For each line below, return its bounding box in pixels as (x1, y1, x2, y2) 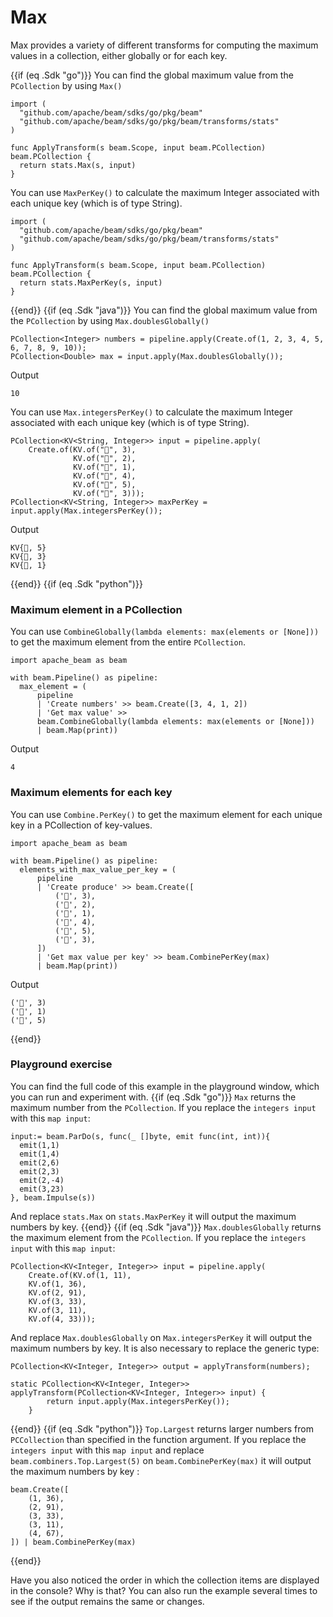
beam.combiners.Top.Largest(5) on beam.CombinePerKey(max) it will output (10, 1454, 312, 1466)
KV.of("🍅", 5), (73, 479, 137, 490)
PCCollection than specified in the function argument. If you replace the (10, 1433, 307, 1445)
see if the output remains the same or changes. (10, 1595, 205, 1607)
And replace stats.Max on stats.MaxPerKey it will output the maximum (10, 1210, 297, 1222)
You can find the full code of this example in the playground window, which (10, 1080, 320, 1092)
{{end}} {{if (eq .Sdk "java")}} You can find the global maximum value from (10, 304, 318, 316)
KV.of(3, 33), (28, 1296, 87, 1306)
